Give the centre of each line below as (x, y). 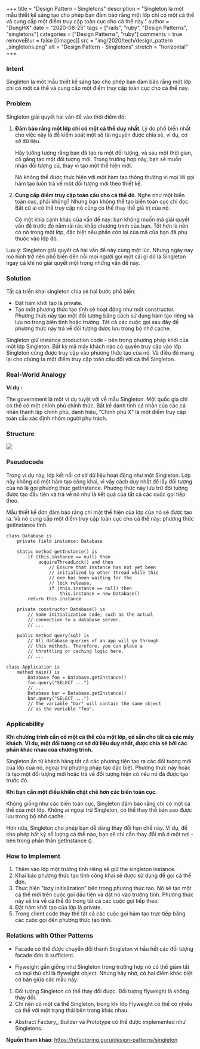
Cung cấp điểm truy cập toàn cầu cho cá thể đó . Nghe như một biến (100, 195)
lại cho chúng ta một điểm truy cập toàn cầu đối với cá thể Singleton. (91, 359)
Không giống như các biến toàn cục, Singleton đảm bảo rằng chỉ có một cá (99, 804)
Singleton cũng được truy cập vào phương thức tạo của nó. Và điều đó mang (100, 352)
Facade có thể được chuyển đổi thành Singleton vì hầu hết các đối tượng (104, 948)
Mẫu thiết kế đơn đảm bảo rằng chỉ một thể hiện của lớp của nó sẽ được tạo (99, 512)
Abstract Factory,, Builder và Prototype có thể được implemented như (100, 1021)
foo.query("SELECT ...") (59, 682)
